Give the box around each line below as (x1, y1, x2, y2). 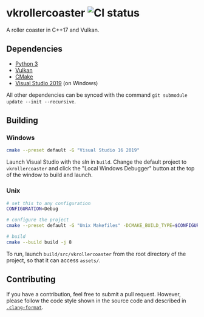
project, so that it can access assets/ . (6, 256, 101, 264)
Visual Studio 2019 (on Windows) (15, 79, 98, 86)
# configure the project (6, 217, 69, 223)
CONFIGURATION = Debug (6, 206, 59, 212)
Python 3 (15, 60, 38, 67)
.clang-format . (6, 303, 44, 310)
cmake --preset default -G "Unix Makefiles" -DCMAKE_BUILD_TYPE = (6, 223, 175, 229)
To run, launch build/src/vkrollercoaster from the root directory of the (6, 250, 186, 257)
